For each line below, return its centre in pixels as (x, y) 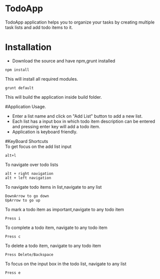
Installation (28, 47)
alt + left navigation (28, 178)
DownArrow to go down (27, 196)
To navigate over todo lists (32, 165)
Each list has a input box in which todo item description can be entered (84, 121)
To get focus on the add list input (38, 146)
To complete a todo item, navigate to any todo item (56, 227)
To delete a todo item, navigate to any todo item (53, 246)
